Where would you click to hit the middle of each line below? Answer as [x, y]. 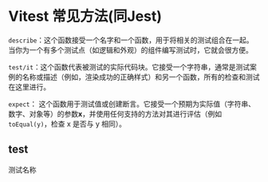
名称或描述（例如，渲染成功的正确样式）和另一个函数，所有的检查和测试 [141, 77]
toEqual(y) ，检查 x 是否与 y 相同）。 [67, 124]
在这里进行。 [29, 87]
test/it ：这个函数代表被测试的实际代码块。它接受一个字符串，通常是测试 [129, 67]
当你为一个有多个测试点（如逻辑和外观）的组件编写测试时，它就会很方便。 [130, 49]
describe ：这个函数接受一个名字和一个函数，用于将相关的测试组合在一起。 [131, 40]
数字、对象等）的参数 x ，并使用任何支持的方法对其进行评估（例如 [115, 113]
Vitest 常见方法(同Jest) [85, 16]
